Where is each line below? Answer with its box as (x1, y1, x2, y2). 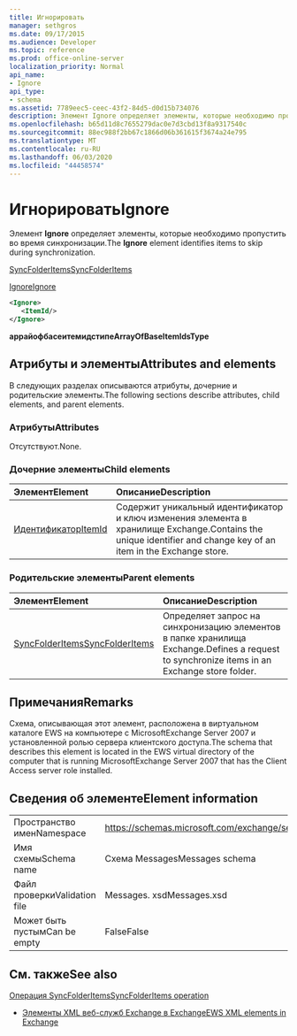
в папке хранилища (162, 632, 247, 644)
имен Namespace (13, 827, 87, 840)
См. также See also (9, 966, 118, 982)
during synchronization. (9, 247, 95, 257)
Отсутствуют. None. (9, 441, 82, 452)
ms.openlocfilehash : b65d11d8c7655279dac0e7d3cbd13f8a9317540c (9, 120, 247, 129)
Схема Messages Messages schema (104, 853, 256, 865)
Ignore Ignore (9, 281, 57, 292)
